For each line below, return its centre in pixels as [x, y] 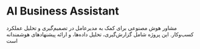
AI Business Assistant [63, 11]
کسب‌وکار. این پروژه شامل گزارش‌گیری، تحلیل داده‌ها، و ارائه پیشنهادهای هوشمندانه [100, 34]
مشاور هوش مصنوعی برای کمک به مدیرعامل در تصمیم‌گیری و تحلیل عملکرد [92, 28]
